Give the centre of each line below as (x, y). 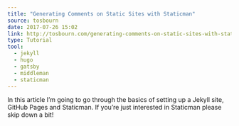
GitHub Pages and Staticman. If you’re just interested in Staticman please (115, 108)
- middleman (32, 73)
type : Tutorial (30, 40)
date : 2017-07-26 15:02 (43, 27)
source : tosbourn (33, 21)
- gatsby (27, 67)
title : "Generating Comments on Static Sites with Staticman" (101, 14)
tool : (15, 47)
